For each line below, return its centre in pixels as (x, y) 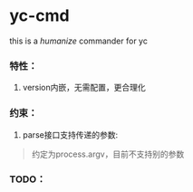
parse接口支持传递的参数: (70, 134)
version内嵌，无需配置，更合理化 (84, 88)
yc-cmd (39, 16)
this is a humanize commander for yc (78, 41)
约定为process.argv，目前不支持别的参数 (108, 154)
